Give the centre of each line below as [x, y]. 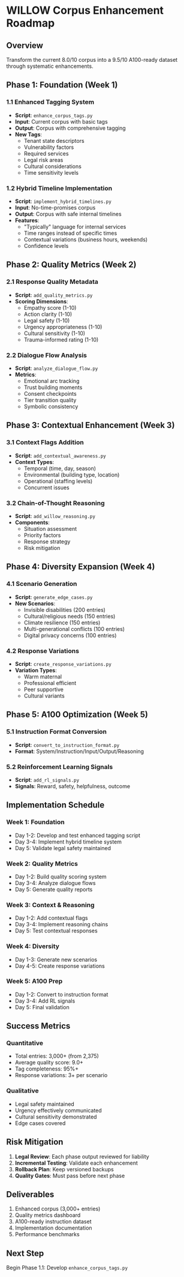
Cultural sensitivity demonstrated [56, 1117]
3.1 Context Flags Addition [45, 442]
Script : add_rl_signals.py [47, 780]
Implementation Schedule [55, 805]
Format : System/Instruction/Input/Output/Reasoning [79, 751]
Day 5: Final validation [42, 1007]
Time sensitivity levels [51, 172]
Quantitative [25, 1043]
